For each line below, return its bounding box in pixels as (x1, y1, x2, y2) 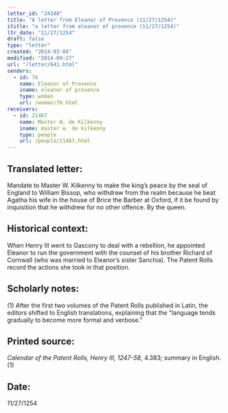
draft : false (7, 36, 45, 43)
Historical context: (7, 223, 89, 235)
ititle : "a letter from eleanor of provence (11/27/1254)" (7, 23, 180, 29)
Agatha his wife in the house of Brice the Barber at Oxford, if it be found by (7, 196, 219, 204)
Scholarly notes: (7, 283, 80, 295)
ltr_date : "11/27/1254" (7, 29, 76, 36)
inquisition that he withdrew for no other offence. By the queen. (7, 203, 187, 211)
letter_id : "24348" (7, 10, 63, 17)
